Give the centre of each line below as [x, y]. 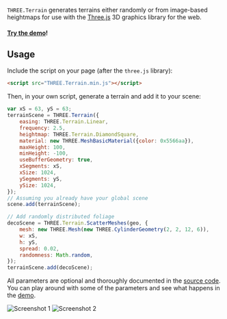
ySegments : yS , [41, 179]
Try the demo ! [28, 33]
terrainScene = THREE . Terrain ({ [53, 116]
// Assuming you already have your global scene [78, 198]
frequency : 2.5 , [43, 128]
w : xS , [29, 235]
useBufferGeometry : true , [56, 160]
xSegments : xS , [41, 166]
